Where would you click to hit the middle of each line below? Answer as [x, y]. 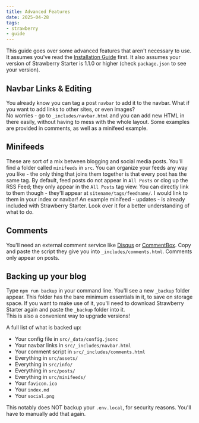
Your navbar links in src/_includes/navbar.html [73, 346]
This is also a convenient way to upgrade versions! [68, 316]
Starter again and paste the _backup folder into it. [66, 310]
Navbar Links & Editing [49, 88]
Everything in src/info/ [44, 365]
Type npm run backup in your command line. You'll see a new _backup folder [98, 291]
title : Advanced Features [38, 12]
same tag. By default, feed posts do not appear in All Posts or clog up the [97, 180]
